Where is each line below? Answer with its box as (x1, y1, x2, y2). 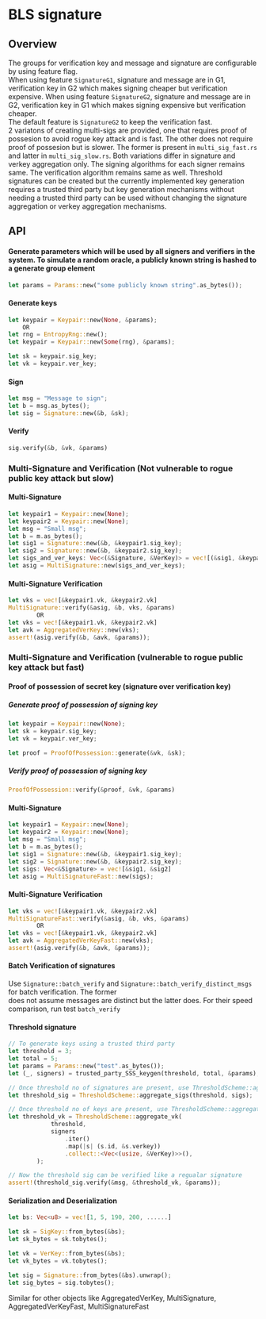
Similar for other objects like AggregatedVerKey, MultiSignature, (8, 1293, 216, 1302)
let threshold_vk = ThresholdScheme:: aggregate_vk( (8, 1113, 182, 1121)
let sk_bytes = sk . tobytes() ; (8, 1236, 108, 1244)
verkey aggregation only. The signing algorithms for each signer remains (8, 160, 245, 168)
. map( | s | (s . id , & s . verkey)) (64, 1142, 161, 1150)
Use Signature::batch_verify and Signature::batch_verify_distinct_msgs (8, 979, 253, 989)
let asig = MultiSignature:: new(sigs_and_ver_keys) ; (8, 562, 186, 570)
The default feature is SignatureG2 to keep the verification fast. (8, 117, 213, 126)
